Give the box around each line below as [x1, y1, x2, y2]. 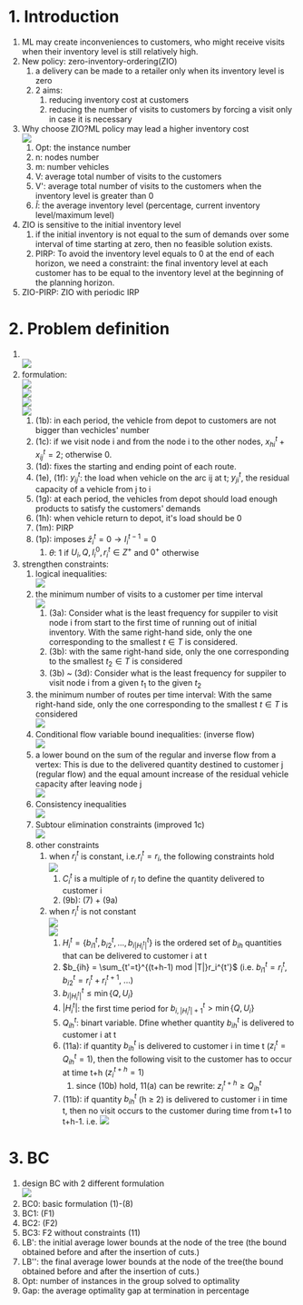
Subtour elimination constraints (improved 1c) [34, 819, 205, 830]
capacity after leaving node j [34, 778, 142, 789]
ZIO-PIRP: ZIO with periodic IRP [21, 286, 140, 297]
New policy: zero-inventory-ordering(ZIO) [21, 55, 178, 66]
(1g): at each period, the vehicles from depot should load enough [34, 493, 279, 505]
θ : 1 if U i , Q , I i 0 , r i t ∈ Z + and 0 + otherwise [48, 545, 200, 560]
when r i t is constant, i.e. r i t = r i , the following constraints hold [48, 849, 275, 864]
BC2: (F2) [21, 1218, 58, 1228]
